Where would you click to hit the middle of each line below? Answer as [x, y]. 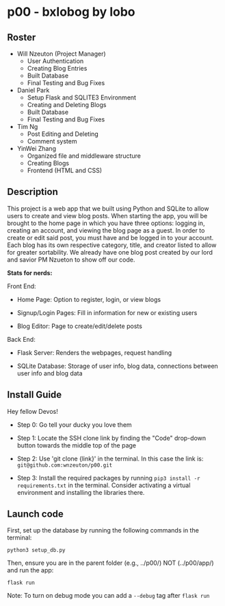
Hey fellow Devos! [32, 411]
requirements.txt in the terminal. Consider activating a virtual [104, 485]
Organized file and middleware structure [84, 156]
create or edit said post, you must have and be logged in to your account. [110, 237]
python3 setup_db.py [37, 550]
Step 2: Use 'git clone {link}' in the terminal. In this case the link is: [110, 458]
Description [32, 192]
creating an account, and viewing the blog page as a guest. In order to [106, 230]
